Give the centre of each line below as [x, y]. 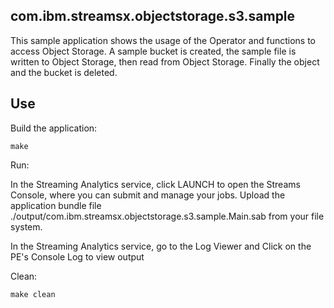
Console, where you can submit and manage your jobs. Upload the [148, 195]
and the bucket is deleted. [64, 72]
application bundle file [56, 205]
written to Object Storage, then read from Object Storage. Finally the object [165, 61]
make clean [33, 294]
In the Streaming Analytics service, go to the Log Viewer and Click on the [161, 246]
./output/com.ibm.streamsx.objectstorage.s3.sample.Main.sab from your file [167, 216]
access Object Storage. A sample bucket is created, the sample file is [153, 51]
